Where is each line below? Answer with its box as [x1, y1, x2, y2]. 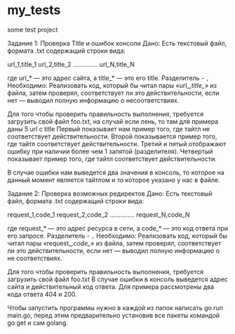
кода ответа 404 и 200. [7, 290, 77, 298]
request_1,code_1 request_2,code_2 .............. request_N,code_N [7, 210, 191, 219]
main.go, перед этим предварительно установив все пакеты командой [7, 311, 220, 319]
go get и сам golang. [7, 319, 69, 327]
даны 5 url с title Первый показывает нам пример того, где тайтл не [7, 124, 210, 133]
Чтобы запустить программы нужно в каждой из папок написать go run [7, 303, 223, 311]
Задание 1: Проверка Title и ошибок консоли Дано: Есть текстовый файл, [7, 39, 227, 47]
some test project [7, 25, 58, 34]
